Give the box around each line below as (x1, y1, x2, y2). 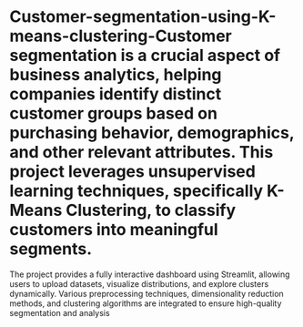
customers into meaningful (9, 220, 218, 240)
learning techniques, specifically (9, 180, 264, 201)
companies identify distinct (9, 84, 222, 105)
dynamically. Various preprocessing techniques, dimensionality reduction (9, 288, 284, 299)
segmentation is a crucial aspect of (9, 46, 281, 66)
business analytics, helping (9, 65, 222, 86)
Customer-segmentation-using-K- (9, 6, 277, 27)
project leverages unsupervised (9, 161, 257, 182)
